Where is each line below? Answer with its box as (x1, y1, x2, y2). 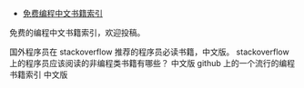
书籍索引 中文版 (9, 69, 68, 80)
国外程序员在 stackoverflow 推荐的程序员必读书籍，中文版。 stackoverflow (9, 46, 289, 57)
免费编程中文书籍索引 (22, 8, 103, 18)
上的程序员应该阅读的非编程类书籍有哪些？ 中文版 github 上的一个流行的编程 (9, 58, 296, 68)
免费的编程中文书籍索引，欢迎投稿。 (9, 27, 146, 38)
